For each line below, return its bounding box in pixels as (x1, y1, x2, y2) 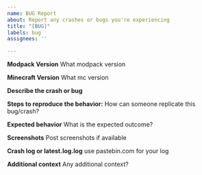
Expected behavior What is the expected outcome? (7, 120, 153, 129)
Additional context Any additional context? (7, 160, 129, 168)
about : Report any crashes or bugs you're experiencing (7, 16, 170, 23)
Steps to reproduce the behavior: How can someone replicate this (7, 100, 196, 108)
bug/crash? (7, 107, 40, 116)
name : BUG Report (7, 10, 57, 17)
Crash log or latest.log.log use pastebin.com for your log (7, 147, 169, 155)
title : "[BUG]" (7, 23, 51, 29)
